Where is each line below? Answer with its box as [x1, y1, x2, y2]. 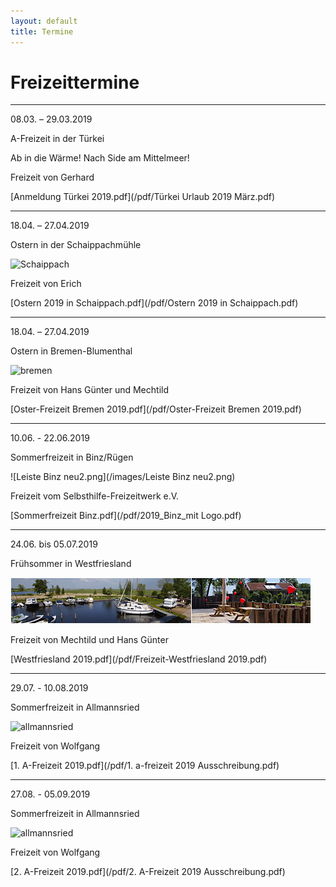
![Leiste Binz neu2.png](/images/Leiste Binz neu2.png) [10, 471, 236, 483]
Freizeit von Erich [10, 278, 82, 290]
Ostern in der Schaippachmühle [10, 239, 142, 251]
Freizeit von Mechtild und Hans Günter [10, 634, 169, 646]
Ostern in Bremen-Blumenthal [10, 345, 133, 357]
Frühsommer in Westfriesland [10, 558, 132, 570]
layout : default [10, 16, 78, 26]
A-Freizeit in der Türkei [10, 133, 105, 145]
